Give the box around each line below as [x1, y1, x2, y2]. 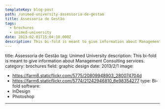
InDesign [12, 88, 30, 94]
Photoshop [12, 93, 34, 99]
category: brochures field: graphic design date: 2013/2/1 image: [5, 63, 134, 69]
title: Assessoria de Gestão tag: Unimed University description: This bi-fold [5, 53, 157, 58]
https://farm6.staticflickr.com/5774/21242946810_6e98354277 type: [12, 78, 151, 83]
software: [21, 83, 41, 89]
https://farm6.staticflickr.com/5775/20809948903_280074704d [12, 72, 142, 79]
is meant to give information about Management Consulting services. [5, 57, 145, 64]
